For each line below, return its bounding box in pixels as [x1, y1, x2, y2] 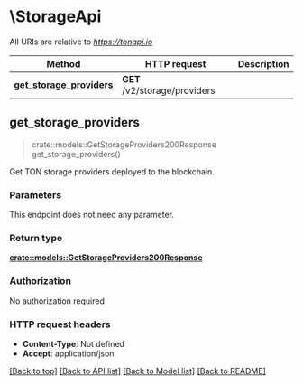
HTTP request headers [9, 318, 111, 331]
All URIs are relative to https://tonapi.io [9, 36, 153, 47]
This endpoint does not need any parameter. [9, 210, 174, 221]
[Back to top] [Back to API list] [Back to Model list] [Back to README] [9, 365, 266, 376]
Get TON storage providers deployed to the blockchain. [9, 165, 215, 177]
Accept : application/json [22, 348, 115, 359]
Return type [9, 231, 63, 244]
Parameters [9, 188, 61, 201]
